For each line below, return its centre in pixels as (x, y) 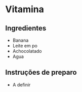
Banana (20, 40)
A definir (22, 84)
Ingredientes (26, 28)
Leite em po (25, 46)
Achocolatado (27, 51)
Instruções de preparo (41, 72)
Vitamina (25, 9)
